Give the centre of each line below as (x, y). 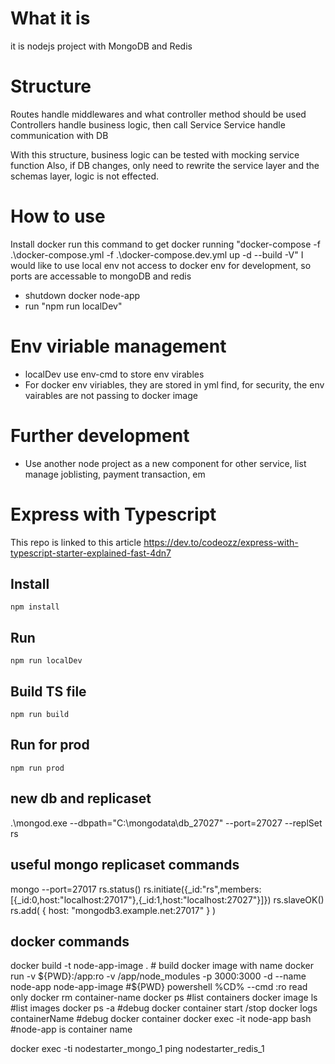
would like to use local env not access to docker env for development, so (161, 265)
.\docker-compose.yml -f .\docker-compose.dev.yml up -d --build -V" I (157, 254)
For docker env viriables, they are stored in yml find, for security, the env (174, 384)
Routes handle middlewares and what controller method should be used (158, 114)
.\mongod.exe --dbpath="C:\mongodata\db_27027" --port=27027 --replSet (166, 823)
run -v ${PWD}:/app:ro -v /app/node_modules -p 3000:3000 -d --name (158, 976)
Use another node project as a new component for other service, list (165, 463)
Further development (100, 435)
